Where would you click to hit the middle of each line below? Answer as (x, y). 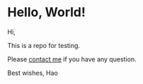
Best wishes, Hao (33, 73)
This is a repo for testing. (44, 45)
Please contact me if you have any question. (72, 59)
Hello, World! (47, 12)
